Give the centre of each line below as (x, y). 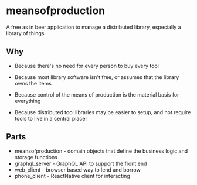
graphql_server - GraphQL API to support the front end (81, 163)
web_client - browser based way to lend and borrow (77, 169)
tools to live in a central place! (50, 118)
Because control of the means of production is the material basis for (97, 94)
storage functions (36, 157)
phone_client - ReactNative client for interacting (72, 176)
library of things (25, 33)
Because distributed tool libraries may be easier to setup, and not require (103, 112)
